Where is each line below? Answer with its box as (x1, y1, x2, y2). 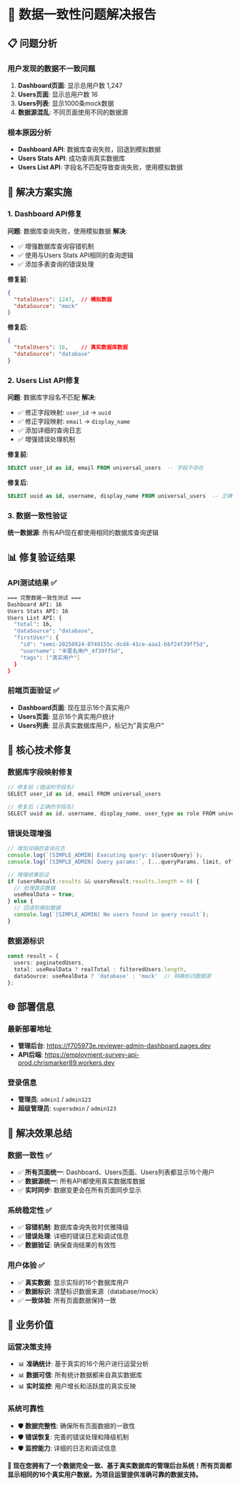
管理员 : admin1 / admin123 (17, 1095, 91, 1104)
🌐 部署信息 (7, 1000, 55, 1013)
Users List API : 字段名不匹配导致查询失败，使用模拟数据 (17, 163, 184, 172)
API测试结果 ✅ (7, 577, 57, 587)
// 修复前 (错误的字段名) (7, 784, 75, 791)
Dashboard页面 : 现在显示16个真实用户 (17, 703, 131, 712)
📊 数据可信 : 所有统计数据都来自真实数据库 (17, 1371, 143, 1379)
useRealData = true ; (14, 891, 75, 898)
